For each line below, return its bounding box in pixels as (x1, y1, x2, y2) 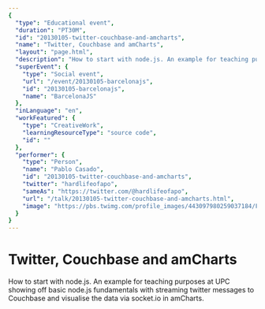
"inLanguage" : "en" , (15, 107, 83, 115)
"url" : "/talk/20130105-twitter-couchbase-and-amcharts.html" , (22, 195, 235, 203)
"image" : (22, 202, 51, 210)
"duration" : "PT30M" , (15, 26, 87, 34)
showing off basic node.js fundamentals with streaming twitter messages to (8, 285, 255, 295)
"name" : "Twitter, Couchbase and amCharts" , (15, 41, 164, 49)
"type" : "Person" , (22, 158, 83, 166)
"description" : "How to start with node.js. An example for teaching (15, 56, 248, 64)
